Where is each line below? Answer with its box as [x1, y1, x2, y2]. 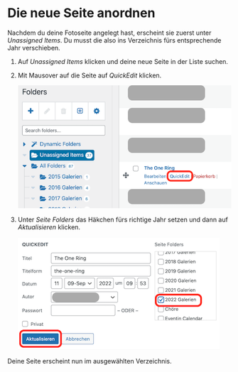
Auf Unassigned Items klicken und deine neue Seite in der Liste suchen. [17, 57, 229, 65]
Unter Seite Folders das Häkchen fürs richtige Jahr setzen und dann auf [17, 215, 229, 224]
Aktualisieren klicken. [17, 222, 80, 231]
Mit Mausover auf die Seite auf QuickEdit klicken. [17, 71, 162, 80]
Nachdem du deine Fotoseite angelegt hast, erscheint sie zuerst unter [7, 28, 212, 37]
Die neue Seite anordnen [7, 5, 156, 21]
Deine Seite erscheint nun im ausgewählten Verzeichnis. [7, 356, 172, 365]
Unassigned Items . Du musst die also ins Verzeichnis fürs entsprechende [7, 35, 222, 44]
